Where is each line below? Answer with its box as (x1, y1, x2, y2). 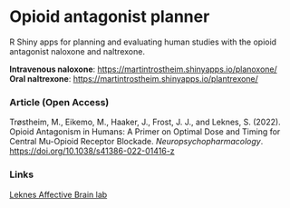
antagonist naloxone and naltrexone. (9, 45, 145, 56)
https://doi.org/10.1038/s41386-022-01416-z (9, 145, 175, 156)
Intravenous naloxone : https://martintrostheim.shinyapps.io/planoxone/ (9, 64, 278, 74)
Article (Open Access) (9, 95, 110, 108)
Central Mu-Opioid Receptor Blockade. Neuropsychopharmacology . (9, 136, 264, 147)
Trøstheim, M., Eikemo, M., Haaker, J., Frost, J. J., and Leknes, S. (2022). (9, 116, 281, 128)
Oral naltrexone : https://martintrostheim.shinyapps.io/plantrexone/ (9, 73, 258, 84)
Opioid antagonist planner (9, 6, 210, 27)
